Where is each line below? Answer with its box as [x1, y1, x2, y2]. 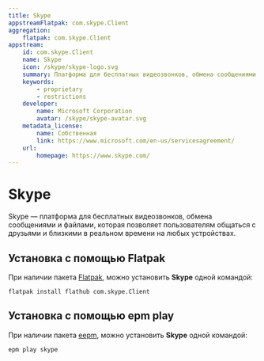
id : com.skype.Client [22, 48, 93, 56]
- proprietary [36, 85, 83, 93]
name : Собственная [36, 129, 97, 137]
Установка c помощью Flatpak [8, 251, 166, 265]
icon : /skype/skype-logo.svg [22, 63, 119, 71]
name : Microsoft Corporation [36, 108, 133, 116]
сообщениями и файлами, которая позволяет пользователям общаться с [8, 220, 257, 230]
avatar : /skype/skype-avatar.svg [36, 115, 147, 123]
